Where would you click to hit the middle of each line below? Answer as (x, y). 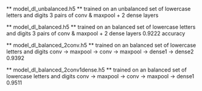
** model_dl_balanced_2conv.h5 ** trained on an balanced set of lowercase (101, 45)
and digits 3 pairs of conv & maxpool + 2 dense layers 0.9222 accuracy (96, 33)
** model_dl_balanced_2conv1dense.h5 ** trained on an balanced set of (96, 70)
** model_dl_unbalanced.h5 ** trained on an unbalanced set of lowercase (99, 9)
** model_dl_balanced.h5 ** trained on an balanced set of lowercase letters (101, 27)
